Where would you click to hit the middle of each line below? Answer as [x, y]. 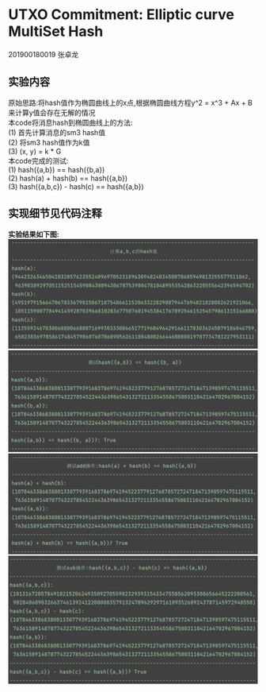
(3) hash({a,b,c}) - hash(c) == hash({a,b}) [76, 186]
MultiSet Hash [56, 31]
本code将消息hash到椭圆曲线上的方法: [70, 122]
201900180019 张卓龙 [44, 54]
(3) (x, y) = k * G [35, 151]
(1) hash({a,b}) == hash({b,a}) [57, 169]
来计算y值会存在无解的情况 [52, 112]
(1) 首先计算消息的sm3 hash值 [57, 132]
